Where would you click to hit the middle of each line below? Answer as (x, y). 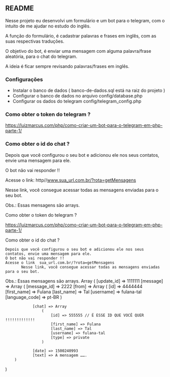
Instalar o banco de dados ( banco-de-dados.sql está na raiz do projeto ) (89, 90)
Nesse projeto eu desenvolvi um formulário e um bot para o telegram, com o (85, 20)
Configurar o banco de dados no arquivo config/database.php (78, 96)
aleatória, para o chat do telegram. (41, 56)
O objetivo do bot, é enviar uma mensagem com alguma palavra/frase (78, 51)
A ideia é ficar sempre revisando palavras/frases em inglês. (67, 66)
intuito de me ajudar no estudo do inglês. (48, 26)
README (20, 8)
